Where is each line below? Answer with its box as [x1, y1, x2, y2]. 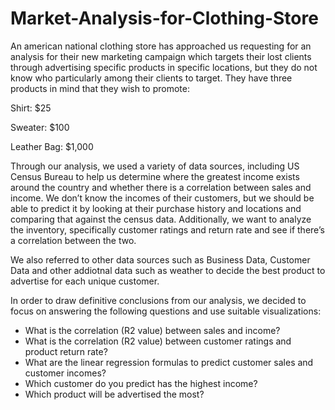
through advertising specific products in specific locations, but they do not [10, 61, 318, 73]
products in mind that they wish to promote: [10, 82, 190, 94]
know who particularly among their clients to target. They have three [10, 72, 293, 84]
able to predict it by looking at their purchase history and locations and [10, 202, 302, 214]
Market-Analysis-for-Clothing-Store [10, 7, 319, 30]
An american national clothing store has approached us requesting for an [10, 40, 312, 52]
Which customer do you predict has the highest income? [24, 377, 258, 389]
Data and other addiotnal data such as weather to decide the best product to [10, 264, 326, 276]
